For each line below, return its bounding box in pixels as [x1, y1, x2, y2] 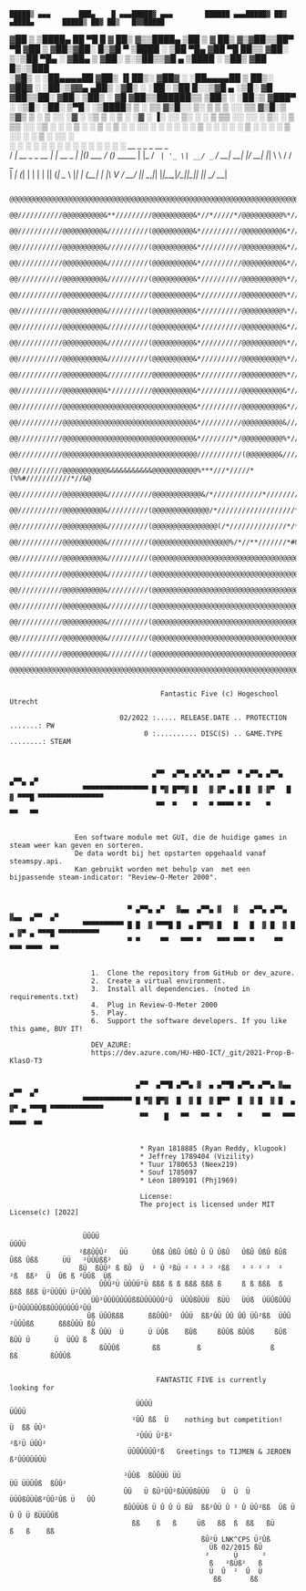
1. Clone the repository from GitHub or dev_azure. [90, 968, 296, 977]
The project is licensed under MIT [139, 1200, 275, 1209]
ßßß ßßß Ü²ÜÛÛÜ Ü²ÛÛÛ [9, 1287, 92, 1297]
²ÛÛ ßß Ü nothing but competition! [131, 1415, 283, 1424]
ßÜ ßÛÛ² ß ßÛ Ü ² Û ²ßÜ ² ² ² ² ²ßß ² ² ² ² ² [78, 1264, 283, 1273]
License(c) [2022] [9, 1208, 79, 1217]
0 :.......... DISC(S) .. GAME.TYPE [144, 729, 283, 739]
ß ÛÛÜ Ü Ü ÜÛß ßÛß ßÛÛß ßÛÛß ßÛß [90, 1328, 287, 1337]
